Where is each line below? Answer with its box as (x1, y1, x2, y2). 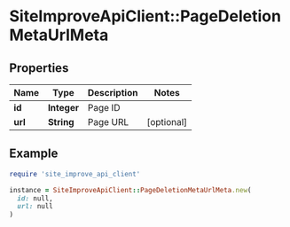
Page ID (87, 102, 121, 113)
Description (87, 87, 138, 98)
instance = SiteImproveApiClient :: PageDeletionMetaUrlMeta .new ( (9, 185, 252, 194)
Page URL (87, 116, 129, 128)
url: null (17, 202, 53, 211)
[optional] (145, 116, 188, 128)
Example (9, 146, 59, 161)
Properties (9, 60, 69, 75)
